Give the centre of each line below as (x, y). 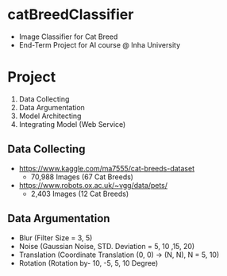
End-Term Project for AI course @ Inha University (100, 44)
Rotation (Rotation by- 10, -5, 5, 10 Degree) (88, 263)
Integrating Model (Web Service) (72, 124)
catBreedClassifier (71, 15)
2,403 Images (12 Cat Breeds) (80, 194)
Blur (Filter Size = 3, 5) (56, 238)
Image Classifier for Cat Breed (68, 36)
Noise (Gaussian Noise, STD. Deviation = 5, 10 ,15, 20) (107, 246)
